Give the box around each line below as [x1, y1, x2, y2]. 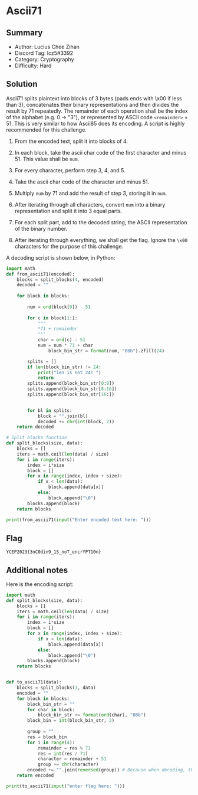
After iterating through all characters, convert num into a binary [14, 201, 166, 208]
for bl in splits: [27, 407, 72, 414]
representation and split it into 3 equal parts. [14, 207, 123, 214]
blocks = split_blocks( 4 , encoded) [16, 276, 104, 283]
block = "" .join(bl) [37, 413, 88, 419]
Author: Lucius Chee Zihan [14, 43, 80, 50]
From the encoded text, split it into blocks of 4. [14, 138, 128, 145]
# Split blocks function [6, 435, 67, 441]
